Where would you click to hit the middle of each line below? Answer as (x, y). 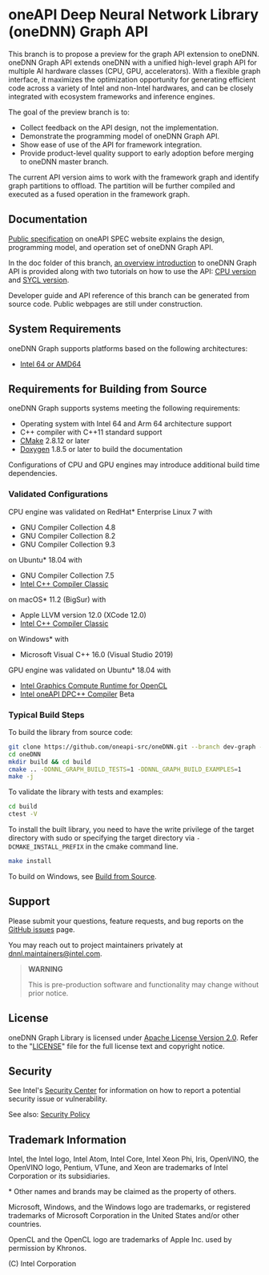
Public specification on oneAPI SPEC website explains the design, (116, 239)
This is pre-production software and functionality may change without (143, 984)
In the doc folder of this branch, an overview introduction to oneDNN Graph (132, 263)
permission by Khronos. (47, 1249)
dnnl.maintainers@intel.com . (55, 953)
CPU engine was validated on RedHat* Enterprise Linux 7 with (110, 511)
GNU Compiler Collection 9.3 (68, 544)
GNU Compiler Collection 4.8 (68, 527)
